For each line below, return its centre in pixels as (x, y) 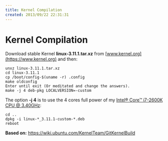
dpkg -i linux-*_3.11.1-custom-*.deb (45, 119)
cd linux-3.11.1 (22, 73)
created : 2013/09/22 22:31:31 (37, 15)
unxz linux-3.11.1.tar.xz (32, 68)
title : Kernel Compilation (34, 10)
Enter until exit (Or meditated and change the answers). (68, 86)
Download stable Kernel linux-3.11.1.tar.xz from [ (56, 54)
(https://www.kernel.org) (31, 59)
